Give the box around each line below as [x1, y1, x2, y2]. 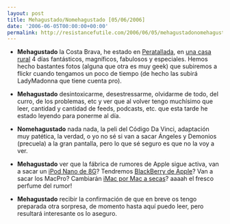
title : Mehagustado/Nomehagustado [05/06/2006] [7, 16, 146, 23]
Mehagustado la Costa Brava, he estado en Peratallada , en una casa [16, 48, 212, 56]
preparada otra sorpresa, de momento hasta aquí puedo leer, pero [16, 202, 204, 210]
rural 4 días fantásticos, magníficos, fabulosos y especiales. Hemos [16, 55, 208, 64]
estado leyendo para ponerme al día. [16, 112, 121, 120]
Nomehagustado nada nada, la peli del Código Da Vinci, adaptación [16, 125, 210, 133]
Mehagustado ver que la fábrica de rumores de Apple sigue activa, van [16, 160, 219, 168]
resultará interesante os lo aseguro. [16, 210, 118, 218]
